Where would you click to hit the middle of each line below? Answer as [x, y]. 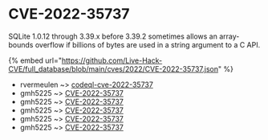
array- [229, 36]
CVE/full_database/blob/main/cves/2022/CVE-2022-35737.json [114, 68]
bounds [21, 44]
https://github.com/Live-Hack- [112, 60]
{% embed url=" [35, 60]
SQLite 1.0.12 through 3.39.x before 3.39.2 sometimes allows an [113, 36]
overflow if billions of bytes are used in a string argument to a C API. [148, 44]
